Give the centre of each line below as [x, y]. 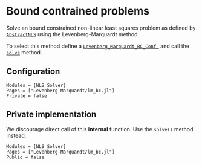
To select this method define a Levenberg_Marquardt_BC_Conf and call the [98, 46]
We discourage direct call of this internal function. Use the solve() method [100, 129]
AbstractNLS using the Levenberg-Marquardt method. [73, 34]
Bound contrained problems [78, 11]
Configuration [33, 72]
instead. [16, 135]
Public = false [25, 157]
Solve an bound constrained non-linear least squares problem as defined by [101, 28]
